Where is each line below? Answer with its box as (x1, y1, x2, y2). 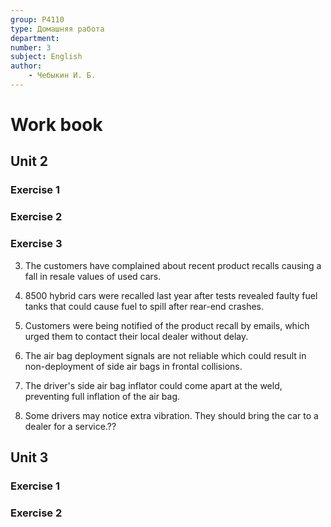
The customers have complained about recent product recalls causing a (24, 259, 322, 271)
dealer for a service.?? (24, 420, 117, 432)
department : (10, 33, 60, 43)
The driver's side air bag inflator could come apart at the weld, (24, 379, 283, 391)
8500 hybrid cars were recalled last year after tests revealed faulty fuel (24, 289, 318, 301)
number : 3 (10, 42, 52, 53)
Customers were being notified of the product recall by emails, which (24, 319, 310, 331)
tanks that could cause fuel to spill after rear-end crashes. (24, 300, 265, 312)
